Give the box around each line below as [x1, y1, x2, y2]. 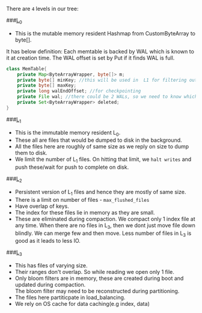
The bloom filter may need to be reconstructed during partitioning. [14, 288, 180, 295]
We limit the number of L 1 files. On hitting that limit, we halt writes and [14, 156, 192, 165]
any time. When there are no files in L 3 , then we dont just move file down [14, 222, 195, 230]
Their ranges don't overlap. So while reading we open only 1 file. [14, 269, 174, 276]
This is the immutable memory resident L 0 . [14, 129, 121, 138]
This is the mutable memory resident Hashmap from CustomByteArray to [14, 29, 195, 37]
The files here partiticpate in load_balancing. [14, 294, 126, 301]
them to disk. [14, 150, 47, 157]
